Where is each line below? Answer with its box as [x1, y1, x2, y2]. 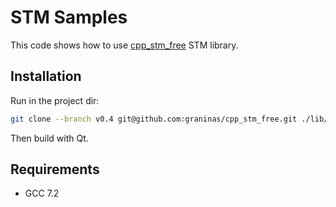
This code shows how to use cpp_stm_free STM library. [10, 39, 239, 51]
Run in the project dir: [10, 94, 100, 106]
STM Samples [10, 6, 128, 29]
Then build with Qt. [10, 132, 89, 144]
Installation [10, 68, 82, 85]
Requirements [10, 161, 100, 178]
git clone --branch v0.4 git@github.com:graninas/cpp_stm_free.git [10, 114, 298, 124]
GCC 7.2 [24, 187, 60, 200]
